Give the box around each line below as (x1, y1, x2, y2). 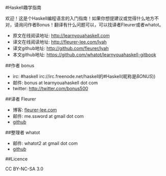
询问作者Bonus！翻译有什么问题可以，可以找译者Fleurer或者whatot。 (18, 22, 164, 28)
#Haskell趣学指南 (5, 5, 42, 10)
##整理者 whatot (5, 130, 40, 135)
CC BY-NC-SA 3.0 (5, 166, 44, 172)
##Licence (5, 156, 28, 162)
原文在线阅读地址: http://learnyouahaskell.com (12, 33, 110, 38)
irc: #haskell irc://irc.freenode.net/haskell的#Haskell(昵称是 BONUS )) (12, 73, 156, 79)
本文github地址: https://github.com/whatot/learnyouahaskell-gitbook (12, 52, 156, 58)
